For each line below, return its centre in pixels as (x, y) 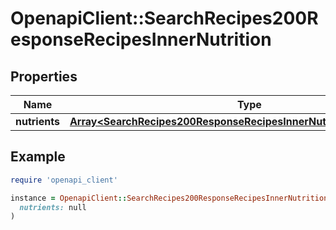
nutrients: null (53, 207)
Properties (44, 76)
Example (38, 157)
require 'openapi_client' (64, 180)
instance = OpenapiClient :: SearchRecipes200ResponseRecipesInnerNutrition (169, 198)
